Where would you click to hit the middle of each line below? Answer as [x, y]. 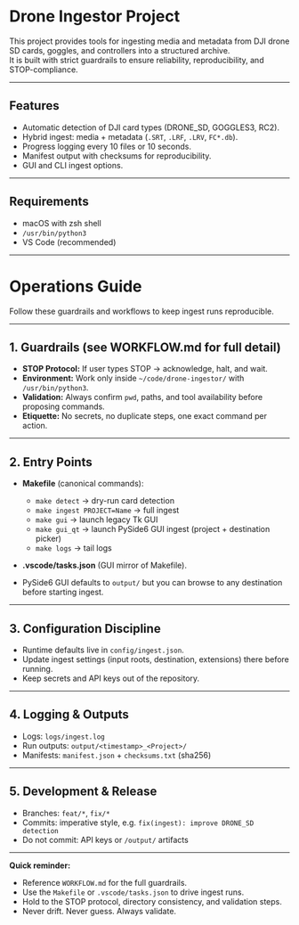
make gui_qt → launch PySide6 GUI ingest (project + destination [153, 529]
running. [37, 668]
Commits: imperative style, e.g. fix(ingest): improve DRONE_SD [138, 823]
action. [35, 426]
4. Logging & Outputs [69, 715]
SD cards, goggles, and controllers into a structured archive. [120, 50]
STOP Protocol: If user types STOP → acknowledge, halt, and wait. [145, 369]
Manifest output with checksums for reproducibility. [117, 156]
